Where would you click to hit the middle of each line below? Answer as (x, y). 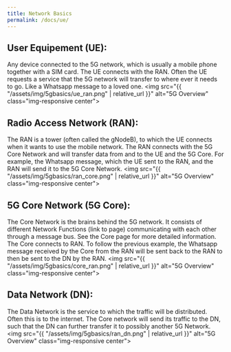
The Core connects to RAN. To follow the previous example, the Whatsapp (112, 244)
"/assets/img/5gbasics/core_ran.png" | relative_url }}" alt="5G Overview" (111, 266)
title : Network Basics (40, 13)
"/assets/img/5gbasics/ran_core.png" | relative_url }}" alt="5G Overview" (111, 176)
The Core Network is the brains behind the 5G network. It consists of (105, 222)
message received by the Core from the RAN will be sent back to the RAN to (115, 251)
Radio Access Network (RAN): (73, 123)
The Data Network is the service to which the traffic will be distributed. (107, 311)
